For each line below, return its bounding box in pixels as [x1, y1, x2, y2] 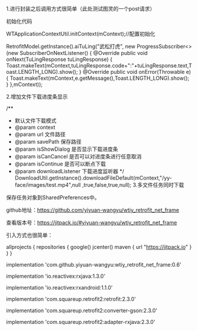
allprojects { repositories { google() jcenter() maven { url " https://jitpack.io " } [6, 244, 192, 250]
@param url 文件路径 [14, 131, 66, 138]
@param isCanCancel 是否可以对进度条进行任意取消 [14, 153, 142, 160]
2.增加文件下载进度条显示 [6, 93, 68, 100]
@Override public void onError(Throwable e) [82, 69, 191, 75]
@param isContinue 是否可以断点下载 [14, 160, 106, 167]
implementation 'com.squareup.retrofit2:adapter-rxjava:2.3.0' [6, 319, 155, 325]
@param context [14, 124, 56, 131]
